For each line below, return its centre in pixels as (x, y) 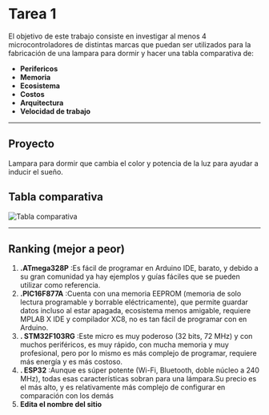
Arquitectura (42, 103)
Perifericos (39, 68)
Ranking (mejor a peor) (67, 249)
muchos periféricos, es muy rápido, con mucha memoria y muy (124, 344)
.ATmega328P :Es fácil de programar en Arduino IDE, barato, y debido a (139, 268)
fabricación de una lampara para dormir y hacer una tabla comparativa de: (131, 53)
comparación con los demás (67, 396)
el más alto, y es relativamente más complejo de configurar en (122, 387)
